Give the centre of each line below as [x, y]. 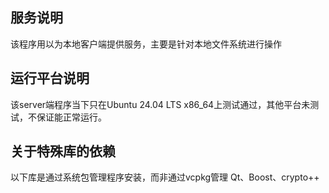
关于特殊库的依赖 [63, 151]
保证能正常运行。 [71, 117]
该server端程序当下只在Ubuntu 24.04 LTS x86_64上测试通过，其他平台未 [160, 104]
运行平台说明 [50, 78]
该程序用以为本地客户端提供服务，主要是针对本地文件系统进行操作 [146, 44]
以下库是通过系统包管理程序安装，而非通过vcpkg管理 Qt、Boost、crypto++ [165, 177]
